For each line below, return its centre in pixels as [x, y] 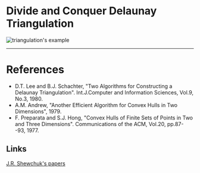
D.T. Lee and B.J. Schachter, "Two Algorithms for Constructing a [93, 86]
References [35, 70]
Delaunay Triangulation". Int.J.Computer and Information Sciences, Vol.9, [104, 92]
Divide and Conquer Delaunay [82, 11]
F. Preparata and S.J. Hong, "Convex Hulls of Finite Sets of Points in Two [104, 118]
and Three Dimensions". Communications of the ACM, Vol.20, [90, 124]
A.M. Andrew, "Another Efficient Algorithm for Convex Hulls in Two [96, 105]
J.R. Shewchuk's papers [36, 163]
